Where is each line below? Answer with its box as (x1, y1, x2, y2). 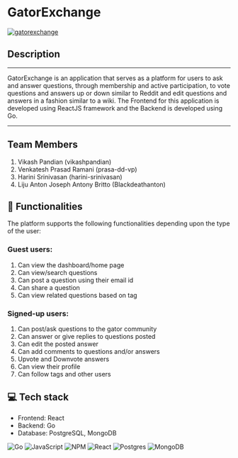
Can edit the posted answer (17, 340, 99, 348)
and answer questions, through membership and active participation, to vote (7, 81, 230, 89)
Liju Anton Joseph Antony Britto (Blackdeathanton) (17, 180, 166, 189)
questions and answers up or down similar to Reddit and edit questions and (7, 89, 227, 97)
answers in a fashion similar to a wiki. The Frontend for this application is (7, 96, 220, 105)
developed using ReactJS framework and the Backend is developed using (7, 104, 223, 112)
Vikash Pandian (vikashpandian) (17, 157, 112, 166)
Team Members (7, 139, 78, 151)
